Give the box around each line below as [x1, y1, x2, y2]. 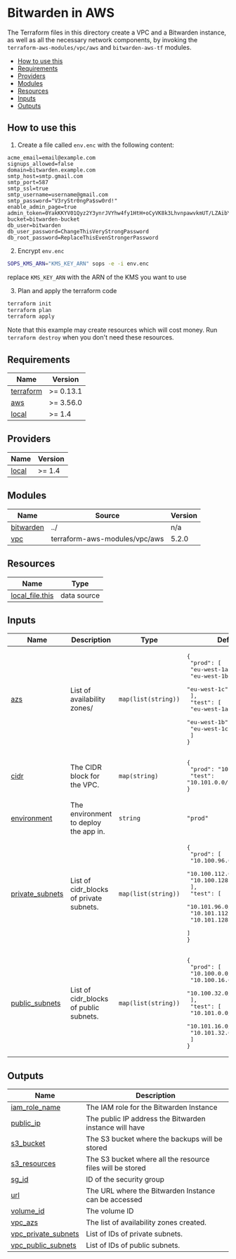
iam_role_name [11, 1102, 61, 1112]
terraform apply [7, 313, 55, 321]
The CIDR [70, 762, 102, 772]
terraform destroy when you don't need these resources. [7, 333, 174, 342]
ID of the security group [86, 1175, 165, 1184]
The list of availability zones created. [86, 1218, 207, 1227]
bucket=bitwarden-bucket [7, 216, 80, 223]
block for [70, 771, 100, 781]
